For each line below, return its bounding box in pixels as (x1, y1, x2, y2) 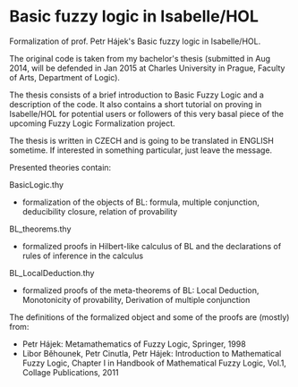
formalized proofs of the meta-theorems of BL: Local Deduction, (21, 284, 260, 296)
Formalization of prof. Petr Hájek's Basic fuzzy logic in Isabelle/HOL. (9, 36, 261, 46)
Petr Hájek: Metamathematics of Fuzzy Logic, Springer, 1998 (21, 338, 246, 349)
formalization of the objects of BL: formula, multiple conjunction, (21, 197, 260, 207)
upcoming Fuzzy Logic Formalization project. (9, 118, 176, 129)
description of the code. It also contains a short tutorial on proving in (9, 98, 262, 109)
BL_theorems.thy (9, 223, 72, 234)
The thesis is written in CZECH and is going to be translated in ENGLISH (9, 135, 275, 146)
